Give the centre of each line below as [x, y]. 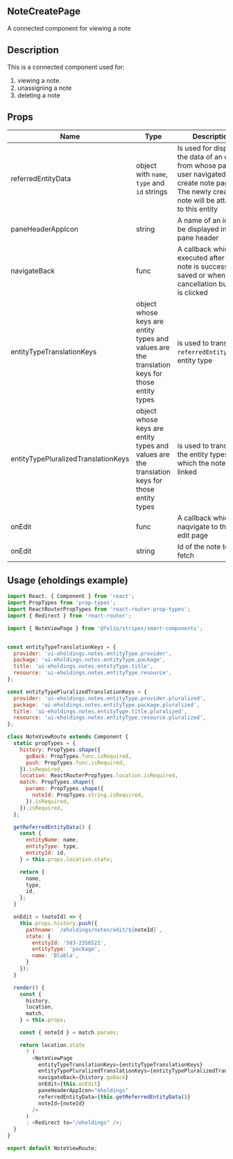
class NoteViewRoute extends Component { [68, 737]
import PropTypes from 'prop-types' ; [62, 603]
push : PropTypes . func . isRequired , [76, 763]
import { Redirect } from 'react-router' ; [69, 615]
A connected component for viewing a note [69, 28]
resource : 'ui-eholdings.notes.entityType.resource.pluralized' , [110, 718]
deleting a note [38, 95]
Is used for [195, 148]
